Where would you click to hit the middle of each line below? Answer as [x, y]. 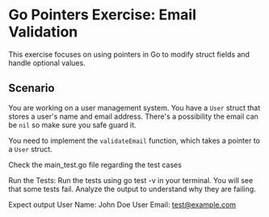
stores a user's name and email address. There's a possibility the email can [133, 116]
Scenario [32, 88]
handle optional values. [47, 63]
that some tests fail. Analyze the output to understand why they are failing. [132, 189]
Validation [43, 32]
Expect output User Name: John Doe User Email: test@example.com [122, 204]
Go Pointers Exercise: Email [102, 15]
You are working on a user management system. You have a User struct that [134, 107]
